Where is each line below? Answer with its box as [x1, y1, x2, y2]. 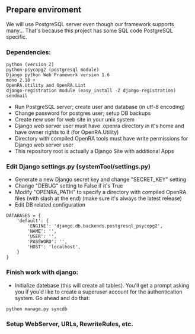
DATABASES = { [6, 213, 41, 219]
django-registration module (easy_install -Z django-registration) [6, 88, 177, 94]
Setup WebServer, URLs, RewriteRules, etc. [6, 320, 133, 328]
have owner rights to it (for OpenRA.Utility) [14, 129, 119, 136]
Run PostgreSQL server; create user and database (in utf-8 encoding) [14, 104, 186, 111]
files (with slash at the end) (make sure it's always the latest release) [14, 195, 183, 202]
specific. [6, 33, 28, 40]
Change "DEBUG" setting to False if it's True [14, 182, 123, 189]
